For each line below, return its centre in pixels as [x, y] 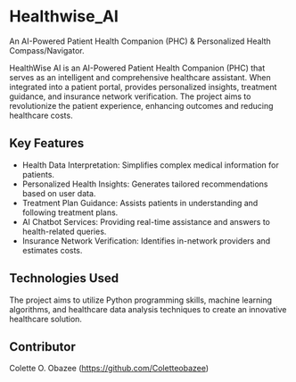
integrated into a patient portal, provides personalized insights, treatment [143, 87]
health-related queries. [64, 231]
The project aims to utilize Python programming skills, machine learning [141, 300]
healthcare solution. [46, 319]
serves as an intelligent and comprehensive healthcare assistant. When [140, 77]
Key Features [47, 143]
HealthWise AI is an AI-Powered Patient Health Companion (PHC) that [137, 68]
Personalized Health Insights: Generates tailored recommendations [145, 184]
